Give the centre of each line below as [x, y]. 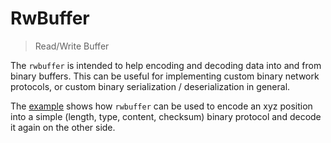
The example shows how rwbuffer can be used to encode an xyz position [161, 106]
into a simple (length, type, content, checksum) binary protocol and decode [166, 116]
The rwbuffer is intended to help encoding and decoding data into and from [166, 65]
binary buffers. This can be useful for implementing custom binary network [165, 76]
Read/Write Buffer [72, 46]
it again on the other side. [63, 127]
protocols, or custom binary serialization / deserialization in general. [150, 86]
